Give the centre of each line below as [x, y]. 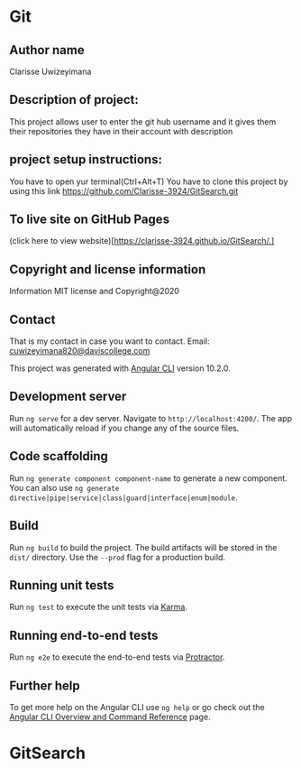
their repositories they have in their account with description [121, 131]
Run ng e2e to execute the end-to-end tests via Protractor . [117, 657]
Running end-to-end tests [84, 635]
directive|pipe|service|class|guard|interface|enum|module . [123, 497]
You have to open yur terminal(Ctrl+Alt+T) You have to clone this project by [149, 181]
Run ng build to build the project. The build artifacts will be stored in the [143, 547]
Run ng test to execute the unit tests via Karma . [98, 607]
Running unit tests [62, 585]
